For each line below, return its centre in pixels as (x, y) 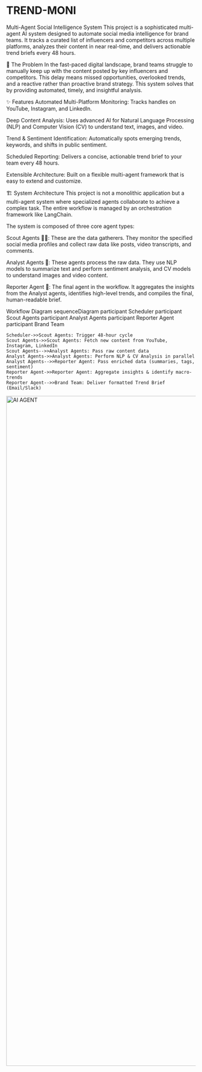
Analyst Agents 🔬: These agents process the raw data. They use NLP (92, 262)
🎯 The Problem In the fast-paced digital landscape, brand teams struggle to (100, 65)
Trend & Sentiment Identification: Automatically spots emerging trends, (94, 138)
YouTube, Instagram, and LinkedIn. (49, 109)
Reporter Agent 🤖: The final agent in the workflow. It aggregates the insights (100, 286)
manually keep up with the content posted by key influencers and (87, 71)
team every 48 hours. (33, 163)
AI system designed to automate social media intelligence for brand (105, 33)
